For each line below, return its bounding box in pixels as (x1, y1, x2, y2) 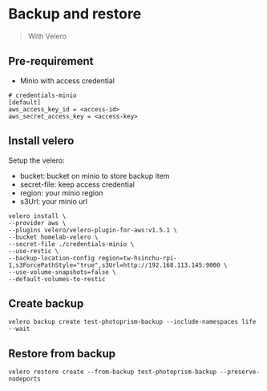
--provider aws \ (8, 219, 67, 227)
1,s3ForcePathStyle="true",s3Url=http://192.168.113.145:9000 (8, 261, 220, 269)
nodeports (8, 375, 42, 383)
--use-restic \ (8, 247, 59, 255)
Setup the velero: (8, 155, 66, 165)
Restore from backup (8, 346, 116, 361)
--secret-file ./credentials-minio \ (8, 240, 135, 248)
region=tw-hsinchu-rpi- (97, 254, 178, 262)
